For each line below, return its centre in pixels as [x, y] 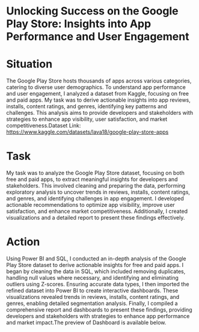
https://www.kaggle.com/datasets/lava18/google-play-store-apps [87, 132]
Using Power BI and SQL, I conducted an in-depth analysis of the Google [96, 259]
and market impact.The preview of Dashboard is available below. [86, 322]
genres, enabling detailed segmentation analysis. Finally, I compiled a [92, 303]
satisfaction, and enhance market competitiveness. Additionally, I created [97, 211]
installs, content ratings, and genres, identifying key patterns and [87, 106]
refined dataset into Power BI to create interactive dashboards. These [92, 290]
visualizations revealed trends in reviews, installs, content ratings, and [93, 297]
